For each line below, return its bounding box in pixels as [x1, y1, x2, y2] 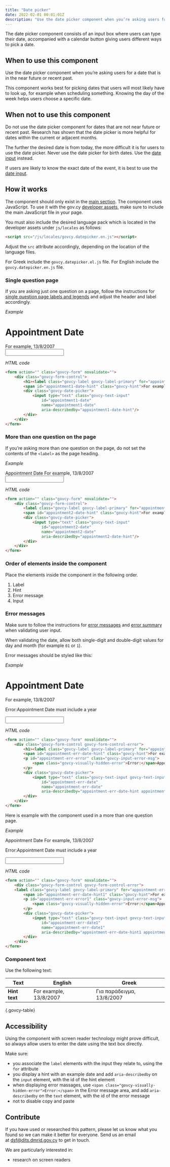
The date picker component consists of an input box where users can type [5, 31, 161, 37]
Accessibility [5, 1022, 48, 1031]
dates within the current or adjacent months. [5, 135, 98, 140]
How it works [5, 185, 48, 194]
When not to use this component [5, 110, 110, 119]
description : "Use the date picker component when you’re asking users [5, 17, 159, 22]
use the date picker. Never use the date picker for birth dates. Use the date [5, 150, 161, 156]
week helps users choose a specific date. [5, 96, 92, 102]
